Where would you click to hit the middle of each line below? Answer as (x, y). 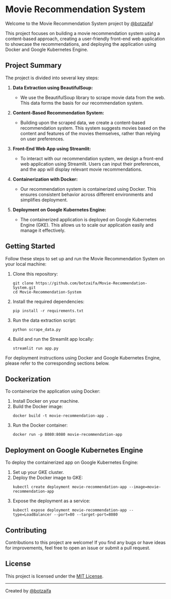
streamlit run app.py (35, 348)
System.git (24, 288)
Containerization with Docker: (45, 179)
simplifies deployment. (44, 200)
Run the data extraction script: (44, 320)
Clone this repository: (35, 274)
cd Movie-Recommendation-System (47, 292)
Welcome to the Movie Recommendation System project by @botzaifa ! (79, 23)
